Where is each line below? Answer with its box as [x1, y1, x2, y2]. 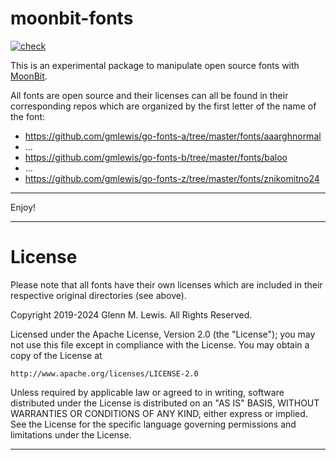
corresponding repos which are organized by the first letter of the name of [10, 100, 317, 112]
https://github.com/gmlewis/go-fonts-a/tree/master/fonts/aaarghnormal [24, 130, 322, 142]
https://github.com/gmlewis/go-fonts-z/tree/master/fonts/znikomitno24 [24, 172, 320, 184]
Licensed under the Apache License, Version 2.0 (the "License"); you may [10, 328, 316, 340]
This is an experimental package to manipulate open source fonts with [10, 59, 300, 71]
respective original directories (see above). [10, 289, 187, 301]
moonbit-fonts [10, 7, 134, 30]
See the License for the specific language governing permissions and [10, 418, 297, 430]
